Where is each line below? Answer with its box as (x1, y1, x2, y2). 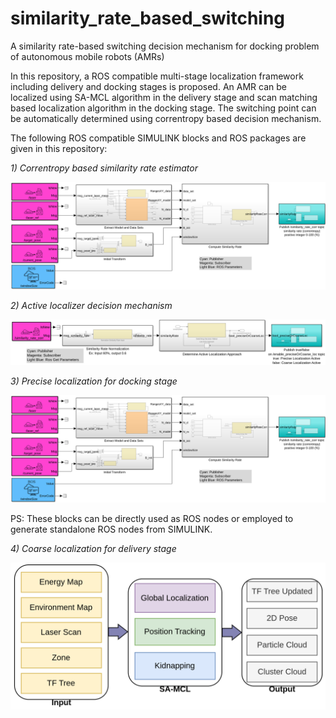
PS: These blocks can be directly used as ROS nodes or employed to (10, 513, 294, 525)
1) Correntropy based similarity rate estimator (10, 162, 198, 174)
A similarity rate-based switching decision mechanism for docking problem (10, 40, 320, 52)
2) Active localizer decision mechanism (10, 300, 173, 312)
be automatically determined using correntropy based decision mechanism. (10, 112, 322, 124)
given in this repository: (10, 142, 108, 154)
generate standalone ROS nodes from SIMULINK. (10, 523, 213, 536)
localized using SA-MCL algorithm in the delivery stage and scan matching (10, 91, 318, 103)
